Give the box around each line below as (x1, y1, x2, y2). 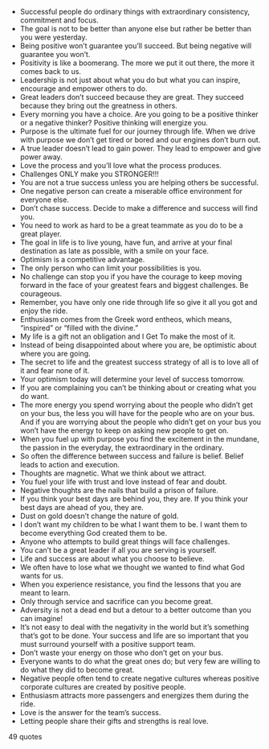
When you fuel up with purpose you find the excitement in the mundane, (19, 434, 259, 443)
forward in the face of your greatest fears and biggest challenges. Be (19, 281, 249, 290)
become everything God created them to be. (19, 529, 167, 537)
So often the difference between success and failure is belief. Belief (19, 451, 244, 461)
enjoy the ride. (19, 306, 68, 315)
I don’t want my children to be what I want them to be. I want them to (19, 520, 247, 529)
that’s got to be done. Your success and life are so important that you (19, 631, 249, 640)
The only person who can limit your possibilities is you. (19, 263, 202, 273)
